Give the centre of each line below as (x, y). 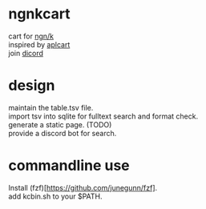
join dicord (26, 53)
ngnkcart (39, 14)
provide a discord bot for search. (63, 133)
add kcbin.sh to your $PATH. (55, 196)
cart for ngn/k (31, 36)
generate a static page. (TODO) (60, 124)
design (32, 86)
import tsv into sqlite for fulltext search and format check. (103, 116)
